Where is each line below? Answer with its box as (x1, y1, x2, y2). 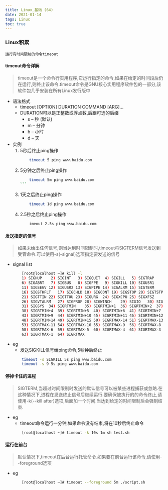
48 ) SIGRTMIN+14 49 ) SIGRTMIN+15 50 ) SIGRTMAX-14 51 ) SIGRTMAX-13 (22, 318, 163, 323)
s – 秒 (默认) (27, 116, 53, 122)
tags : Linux (5, 17, 30, 22)
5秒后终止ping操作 (20, 147, 59, 153)
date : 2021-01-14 (5, 12, 42, 17)
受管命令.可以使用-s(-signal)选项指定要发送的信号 (17, 251, 120, 257)
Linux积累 (5, 39, 30, 46)
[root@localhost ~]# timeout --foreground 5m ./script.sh (22, 479, 145, 485)
